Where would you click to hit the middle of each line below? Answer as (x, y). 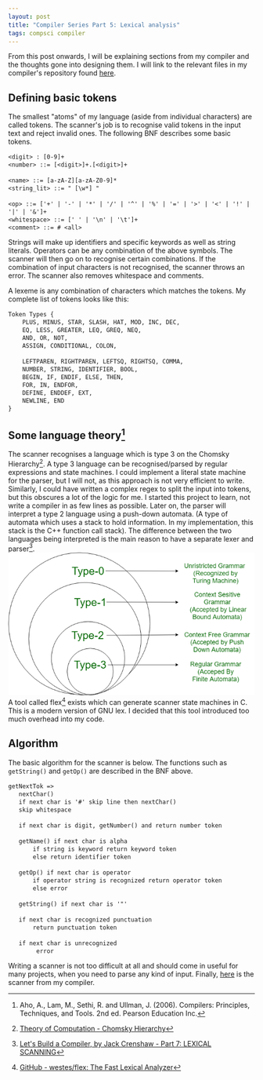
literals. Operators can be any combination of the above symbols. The (121, 250)
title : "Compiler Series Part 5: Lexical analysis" (94, 25)
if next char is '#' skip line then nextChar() (97, 802)
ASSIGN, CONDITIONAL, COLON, (70, 346)
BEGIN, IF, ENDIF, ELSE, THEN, (73, 378)
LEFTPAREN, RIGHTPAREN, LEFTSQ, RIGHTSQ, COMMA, (103, 362)
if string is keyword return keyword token (104, 849)
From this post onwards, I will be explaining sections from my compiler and (129, 57)
